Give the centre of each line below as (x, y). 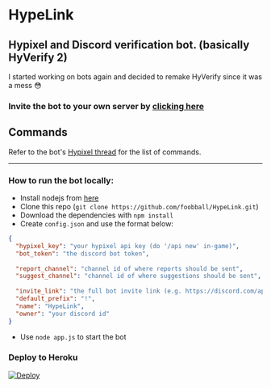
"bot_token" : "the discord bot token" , (83, 253)
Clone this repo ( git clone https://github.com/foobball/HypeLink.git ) (140, 207)
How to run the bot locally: (61, 180)
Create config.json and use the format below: (96, 224)
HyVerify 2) (38, 57)
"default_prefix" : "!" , (55, 299)
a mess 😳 (25, 85)
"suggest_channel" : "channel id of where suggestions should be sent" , (139, 276)
